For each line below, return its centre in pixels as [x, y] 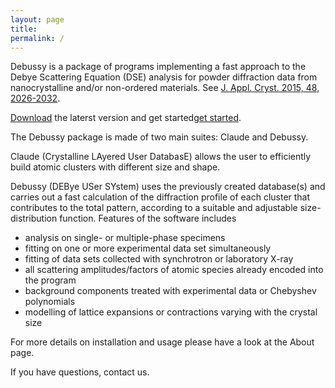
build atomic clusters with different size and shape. [115, 167]
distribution [34, 218]
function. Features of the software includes [148, 218]
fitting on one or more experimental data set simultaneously [148, 248]
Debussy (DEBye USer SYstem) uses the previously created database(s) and [168, 187]
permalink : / [37, 38]
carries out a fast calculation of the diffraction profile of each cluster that [160, 197]
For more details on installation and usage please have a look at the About [162, 342]
